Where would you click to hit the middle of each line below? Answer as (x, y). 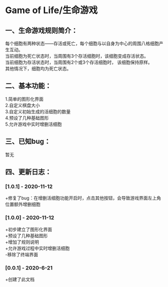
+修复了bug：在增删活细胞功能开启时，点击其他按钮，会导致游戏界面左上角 (83, 198)
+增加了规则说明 (22, 242)
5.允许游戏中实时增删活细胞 (33, 124)
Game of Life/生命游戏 (51, 10)
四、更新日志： (28, 172)
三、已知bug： (28, 141)
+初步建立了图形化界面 (29, 229)
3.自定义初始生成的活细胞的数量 (38, 112)
